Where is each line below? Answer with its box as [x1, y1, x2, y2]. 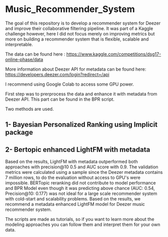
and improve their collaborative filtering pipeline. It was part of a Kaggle [5, 25, 153, 31]
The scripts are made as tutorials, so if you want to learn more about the [5, 216, 154, 222]
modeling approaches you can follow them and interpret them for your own [5, 221, 160, 227]
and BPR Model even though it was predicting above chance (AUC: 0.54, [5, 185, 155, 191]
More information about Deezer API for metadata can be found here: [5, 66, 146, 72]
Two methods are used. [5, 106, 54, 112]
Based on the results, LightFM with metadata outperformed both [5, 159, 138, 165]
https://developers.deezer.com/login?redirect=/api [5, 71, 109, 77]
